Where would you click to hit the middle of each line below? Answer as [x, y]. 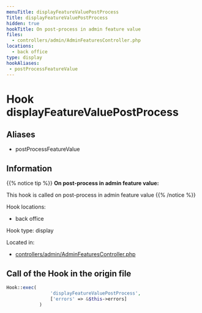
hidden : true [23, 23]
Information [29, 168]
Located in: [21, 243]
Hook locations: [26, 207]
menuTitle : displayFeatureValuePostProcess [63, 12]
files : [15, 35]
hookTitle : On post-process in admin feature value [73, 29]
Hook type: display [30, 230]
